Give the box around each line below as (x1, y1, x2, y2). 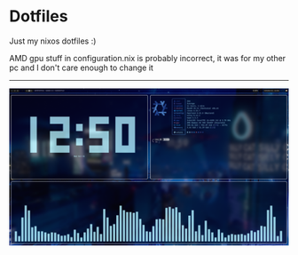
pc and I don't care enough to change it (9, 62, 153, 73)
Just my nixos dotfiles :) (9, 36, 97, 46)
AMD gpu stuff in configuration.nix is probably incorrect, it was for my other (9, 52, 286, 63)
